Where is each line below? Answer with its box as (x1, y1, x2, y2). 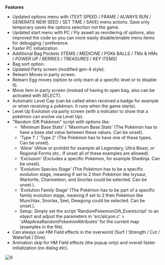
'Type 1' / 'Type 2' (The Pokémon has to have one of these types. (19, 134, 152, 140)
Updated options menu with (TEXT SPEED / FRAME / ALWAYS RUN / (12, 14, 151, 19)
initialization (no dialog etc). (12, 245, 69, 251)
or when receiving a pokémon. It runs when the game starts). (12, 103, 136, 109)
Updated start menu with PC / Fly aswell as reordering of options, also (12, 30, 155, 35)
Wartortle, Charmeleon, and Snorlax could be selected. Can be (19, 177, 147, 182)
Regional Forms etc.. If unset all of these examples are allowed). (19, 150, 150, 156)
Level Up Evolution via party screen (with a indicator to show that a (12, 108, 149, 114)
